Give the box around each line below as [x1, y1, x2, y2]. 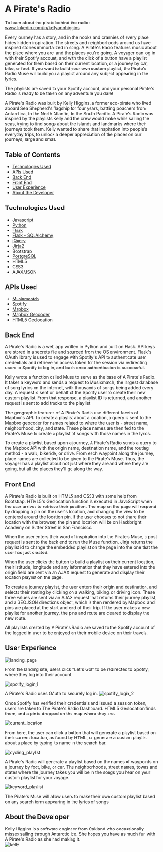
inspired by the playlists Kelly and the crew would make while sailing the [5, 115, 150, 121]
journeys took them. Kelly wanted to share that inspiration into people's [5, 126, 147, 132]
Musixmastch [12, 296, 39, 302]
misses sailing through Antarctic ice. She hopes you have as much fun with [5, 831, 156, 837]
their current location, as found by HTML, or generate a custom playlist [5, 735, 147, 740]
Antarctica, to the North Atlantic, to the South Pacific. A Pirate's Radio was [5, 110, 154, 116]
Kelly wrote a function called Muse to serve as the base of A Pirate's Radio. [5, 374, 156, 380]
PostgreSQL [12, 253, 36, 259]
